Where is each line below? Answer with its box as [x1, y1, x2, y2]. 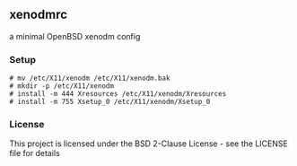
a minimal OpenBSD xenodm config [9, 31, 141, 41]
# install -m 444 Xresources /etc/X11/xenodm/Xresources [9, 90, 227, 99]
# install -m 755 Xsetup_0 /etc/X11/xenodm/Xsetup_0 [9, 98, 211, 107]
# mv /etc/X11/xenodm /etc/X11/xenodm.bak [9, 74, 170, 83]
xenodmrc [9, 7, 68, 22]
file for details [9, 148, 60, 159]
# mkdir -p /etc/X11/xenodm [9, 82, 115, 91]
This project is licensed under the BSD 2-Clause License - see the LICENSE [9, 138, 289, 149]
